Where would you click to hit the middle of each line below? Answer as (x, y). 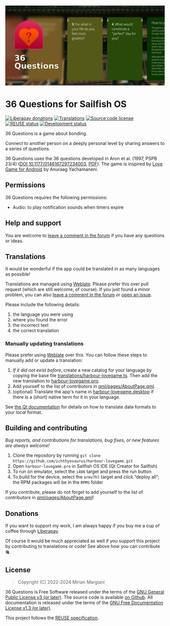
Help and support (33, 223)
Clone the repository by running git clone (57, 455)
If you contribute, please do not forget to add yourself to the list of (74, 492)
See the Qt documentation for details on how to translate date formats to (81, 407)
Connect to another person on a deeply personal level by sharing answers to (85, 143)
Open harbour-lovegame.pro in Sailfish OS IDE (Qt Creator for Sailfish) (85, 466)
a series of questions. (28, 149)
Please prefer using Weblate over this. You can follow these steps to (76, 355)
